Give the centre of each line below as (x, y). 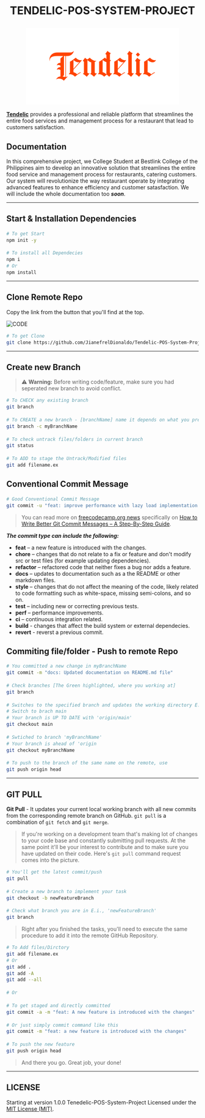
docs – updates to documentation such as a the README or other (98, 573)
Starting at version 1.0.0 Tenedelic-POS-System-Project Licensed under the (101, 1102)
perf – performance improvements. (59, 613)
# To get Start (26, 233)
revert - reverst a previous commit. (59, 632)
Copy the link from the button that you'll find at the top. (75, 312)
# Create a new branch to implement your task (67, 891)
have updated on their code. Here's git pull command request (101, 853)
